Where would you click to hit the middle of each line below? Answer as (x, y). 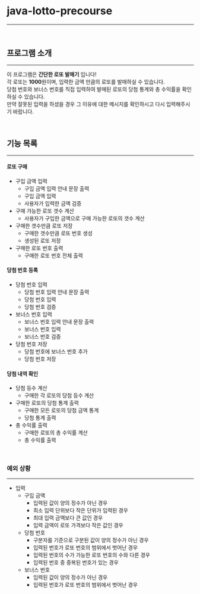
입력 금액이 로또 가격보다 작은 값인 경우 (78, 526)
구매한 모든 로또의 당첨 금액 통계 (61, 410)
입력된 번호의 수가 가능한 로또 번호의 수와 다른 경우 (92, 555)
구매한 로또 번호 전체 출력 (54, 255)
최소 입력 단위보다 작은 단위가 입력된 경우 (80, 511)
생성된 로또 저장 (42, 240)
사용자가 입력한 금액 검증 (53, 203)
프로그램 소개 (29, 53)
